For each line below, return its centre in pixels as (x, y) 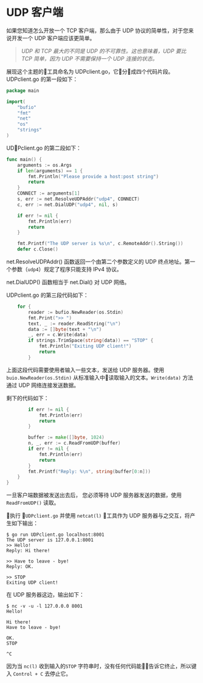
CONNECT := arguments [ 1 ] (49, 193)
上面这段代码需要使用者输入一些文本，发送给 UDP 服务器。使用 (85, 370)
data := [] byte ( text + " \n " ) (65, 329)
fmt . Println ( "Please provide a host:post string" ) (94, 176)
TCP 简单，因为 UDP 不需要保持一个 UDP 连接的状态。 (89, 58)
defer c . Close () (38, 249)
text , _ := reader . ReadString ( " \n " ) (74, 324)
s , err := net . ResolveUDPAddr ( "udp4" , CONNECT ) (78, 199)
